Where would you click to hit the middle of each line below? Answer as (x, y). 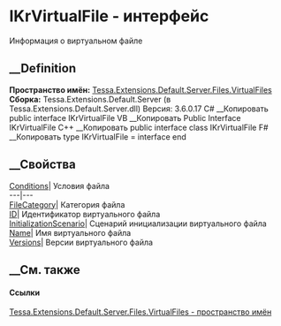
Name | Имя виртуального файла (70, 232)
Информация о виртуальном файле (76, 41)
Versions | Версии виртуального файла (81, 242)
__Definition (43, 68)
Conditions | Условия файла (60, 186)
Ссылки (25, 292)
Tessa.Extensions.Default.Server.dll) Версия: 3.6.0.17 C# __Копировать (139, 109)
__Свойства (43, 165)
